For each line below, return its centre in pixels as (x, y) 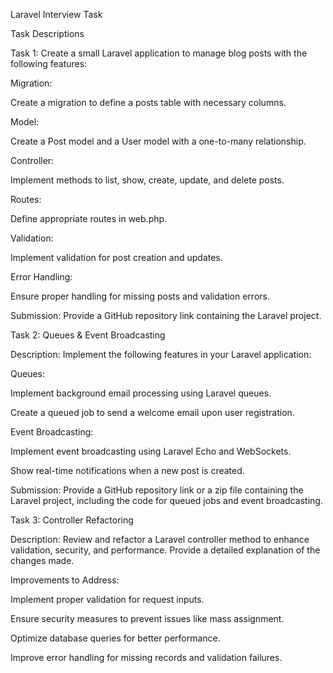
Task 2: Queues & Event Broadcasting (88, 335)
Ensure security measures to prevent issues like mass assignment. (147, 618)
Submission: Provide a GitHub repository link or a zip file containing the (157, 490)
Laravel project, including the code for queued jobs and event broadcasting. (166, 500)
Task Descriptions (47, 33)
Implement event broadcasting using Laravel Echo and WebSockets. (151, 451)
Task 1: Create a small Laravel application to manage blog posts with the (159, 53)
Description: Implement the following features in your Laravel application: (161, 354)
